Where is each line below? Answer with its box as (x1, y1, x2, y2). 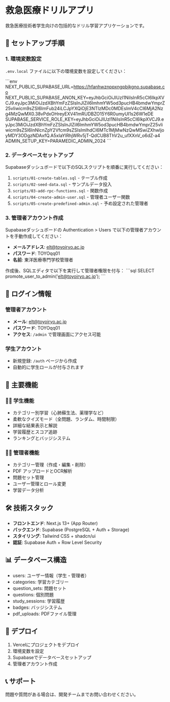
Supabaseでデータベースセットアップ (12, 654, 92, 660)
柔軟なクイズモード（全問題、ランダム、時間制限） (12, 416, 120, 422)
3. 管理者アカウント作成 (5, 214, 63, 221)
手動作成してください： (14, 233, 63, 240)
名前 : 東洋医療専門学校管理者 (12, 257, 74, 263)
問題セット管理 (12, 475, 44, 481)
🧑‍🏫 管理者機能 (5, 449, 40, 456)
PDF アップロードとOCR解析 (12, 468, 73, 474)
